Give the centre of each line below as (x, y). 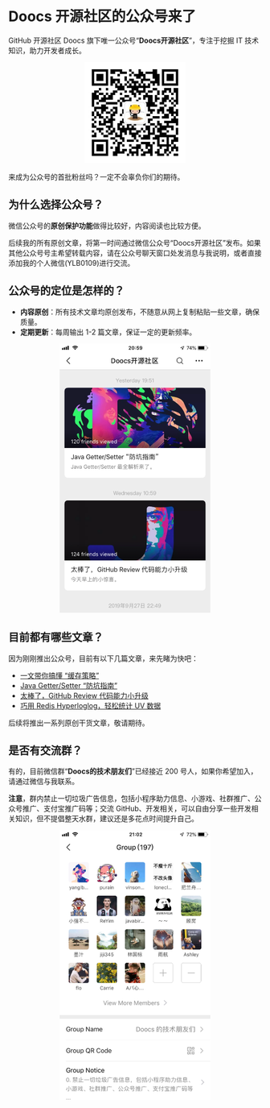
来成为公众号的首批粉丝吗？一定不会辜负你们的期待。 (96, 176)
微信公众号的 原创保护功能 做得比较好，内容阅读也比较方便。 (107, 226)
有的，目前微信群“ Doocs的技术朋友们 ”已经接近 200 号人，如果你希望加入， (133, 771)
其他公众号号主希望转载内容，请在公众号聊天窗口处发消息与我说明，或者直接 (135, 253)
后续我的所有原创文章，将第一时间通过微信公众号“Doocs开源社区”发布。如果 (135, 243)
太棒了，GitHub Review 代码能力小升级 (84, 695)
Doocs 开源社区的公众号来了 (102, 17)
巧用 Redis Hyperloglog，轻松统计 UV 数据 (90, 705)
